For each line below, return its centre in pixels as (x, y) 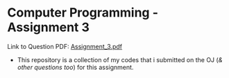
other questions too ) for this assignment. (75, 67)
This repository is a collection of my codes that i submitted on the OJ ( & (120, 59)
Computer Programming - (83, 13)
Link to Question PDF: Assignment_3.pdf (65, 46)
